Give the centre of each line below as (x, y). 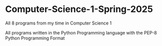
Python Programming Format (35, 38)
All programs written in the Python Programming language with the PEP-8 (81, 32)
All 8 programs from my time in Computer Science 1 (58, 23)
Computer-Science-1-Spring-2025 (79, 9)
